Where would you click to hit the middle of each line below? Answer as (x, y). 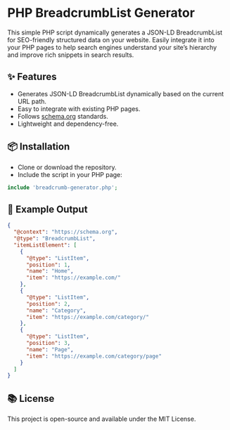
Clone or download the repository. (67, 167)
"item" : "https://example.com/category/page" (94, 356)
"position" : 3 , (48, 343)
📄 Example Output (47, 209)
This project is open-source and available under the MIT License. (102, 419)
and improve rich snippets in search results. (71, 55)
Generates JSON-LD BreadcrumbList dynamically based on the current (121, 93)
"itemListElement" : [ (45, 245)
